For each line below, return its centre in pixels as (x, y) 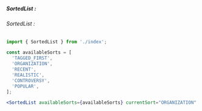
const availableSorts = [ (39, 52)
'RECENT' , (24, 69)
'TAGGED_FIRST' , (32, 58)
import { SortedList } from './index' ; (57, 42)
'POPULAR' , (25, 86)
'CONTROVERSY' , (31, 81)
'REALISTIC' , (28, 75)
